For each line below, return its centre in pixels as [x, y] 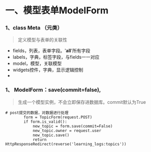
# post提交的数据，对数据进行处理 [37, 113]
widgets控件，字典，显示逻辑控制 [48, 70]
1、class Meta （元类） [34, 28]
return [40, 139]
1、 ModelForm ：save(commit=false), [53, 90]
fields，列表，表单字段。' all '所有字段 [52, 51]
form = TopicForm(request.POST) [58, 117]
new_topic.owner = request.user [67, 131]
